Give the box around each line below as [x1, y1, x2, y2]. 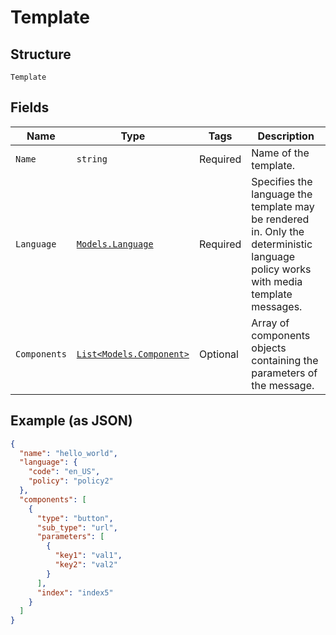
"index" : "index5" [36, 587, 114, 598]
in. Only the [251, 224, 305, 238]
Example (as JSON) [10, 412, 133, 430]
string [76, 153, 108, 165]
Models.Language [76, 238, 154, 250]
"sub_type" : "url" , [36, 522, 118, 533]
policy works [251, 262, 312, 276]
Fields [10, 99, 50, 116]
